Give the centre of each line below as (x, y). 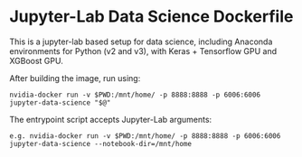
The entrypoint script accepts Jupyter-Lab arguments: (111, 119)
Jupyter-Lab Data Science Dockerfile (151, 17)
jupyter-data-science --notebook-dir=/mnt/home (101, 143)
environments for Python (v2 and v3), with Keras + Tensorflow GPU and (143, 51)
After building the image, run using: (75, 78)
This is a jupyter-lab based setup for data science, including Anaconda (141, 42)
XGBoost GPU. (36, 60)
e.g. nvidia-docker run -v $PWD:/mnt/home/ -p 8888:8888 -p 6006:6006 (145, 136)
